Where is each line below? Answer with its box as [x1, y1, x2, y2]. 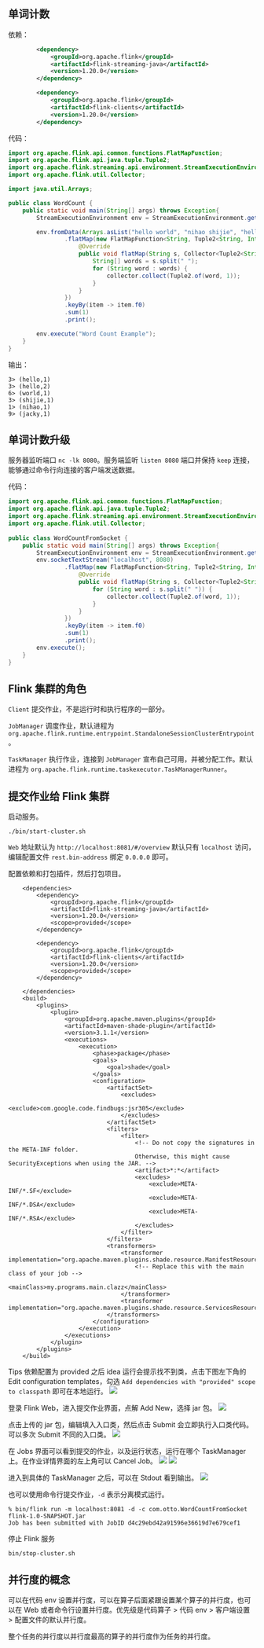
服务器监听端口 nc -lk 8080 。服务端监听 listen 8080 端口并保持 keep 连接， [8, 455, 254, 465]
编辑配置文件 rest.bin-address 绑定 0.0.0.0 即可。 [8, 852, 173, 862]
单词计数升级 [8, 433, 71, 446]
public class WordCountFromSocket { [8, 534, 128, 542]
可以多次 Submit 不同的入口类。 [8, 1430, 111, 1440]
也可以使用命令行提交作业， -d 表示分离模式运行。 [8, 1490, 169, 1499]
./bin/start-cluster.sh [8, 828, 86, 835]
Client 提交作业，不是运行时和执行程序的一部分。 [8, 704, 169, 714]
